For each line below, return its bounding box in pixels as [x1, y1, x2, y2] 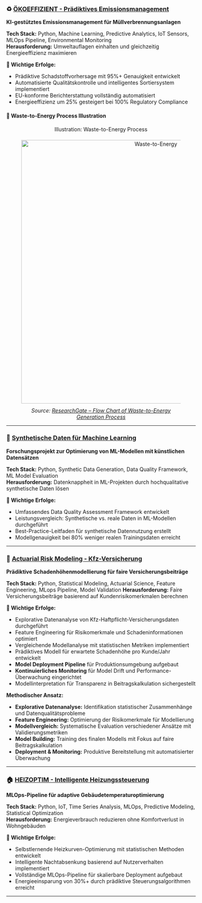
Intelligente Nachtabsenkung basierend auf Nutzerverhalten [14, 858, 164, 866]
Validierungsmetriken [14, 729, 68, 736]
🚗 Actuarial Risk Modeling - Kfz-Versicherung [6, 554, 142, 563]
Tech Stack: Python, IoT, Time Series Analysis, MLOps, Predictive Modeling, [6, 803, 195, 810]
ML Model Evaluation [6, 472, 58, 479]
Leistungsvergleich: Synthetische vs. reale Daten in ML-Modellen [14, 514, 176, 522]
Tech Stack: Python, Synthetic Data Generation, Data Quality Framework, [6, 466, 188, 473]
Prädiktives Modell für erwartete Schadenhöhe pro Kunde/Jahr [14, 648, 171, 655]
